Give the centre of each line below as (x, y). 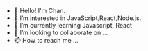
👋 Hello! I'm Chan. (40, 11)
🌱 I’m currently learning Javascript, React (73, 25)
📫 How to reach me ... (46, 40)
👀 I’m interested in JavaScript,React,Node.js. (77, 18)
